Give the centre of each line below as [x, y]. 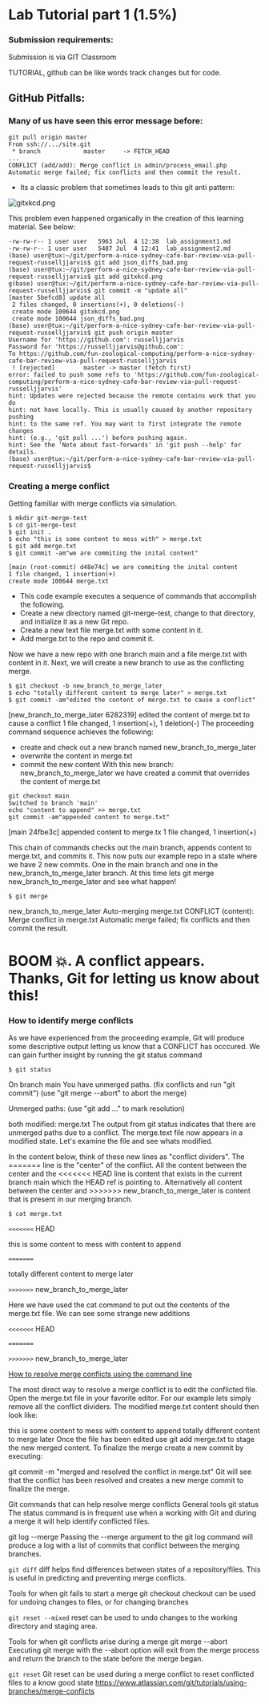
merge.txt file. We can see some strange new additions [99, 1313]
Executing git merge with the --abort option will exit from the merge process [134, 1649]
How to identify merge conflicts [71, 1020]
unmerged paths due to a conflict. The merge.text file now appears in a [126, 1133]
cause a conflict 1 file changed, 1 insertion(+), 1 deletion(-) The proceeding [131, 724]
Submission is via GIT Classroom [62, 57]
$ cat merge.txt [35, 1213]
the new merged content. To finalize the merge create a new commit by [126, 1448]
